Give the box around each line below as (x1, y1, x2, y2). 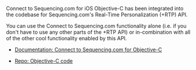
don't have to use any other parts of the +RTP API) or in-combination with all (6, 29, 191, 36)
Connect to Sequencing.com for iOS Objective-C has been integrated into (6, 5, 184, 12)
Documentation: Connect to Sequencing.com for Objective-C (14, 46, 162, 53)
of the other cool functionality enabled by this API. (6, 35, 127, 41)
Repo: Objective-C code (14, 58, 73, 64)
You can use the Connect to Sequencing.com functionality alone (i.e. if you (6, 23, 187, 29)
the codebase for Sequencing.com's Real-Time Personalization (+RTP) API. (6, 11, 188, 18)
